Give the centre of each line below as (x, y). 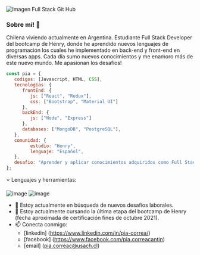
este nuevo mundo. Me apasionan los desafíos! (64, 63)
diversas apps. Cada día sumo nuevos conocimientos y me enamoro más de (100, 57)
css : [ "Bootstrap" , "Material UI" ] (74, 101)
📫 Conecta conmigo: (41, 225)
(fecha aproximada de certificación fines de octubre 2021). (87, 218)
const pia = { (24, 74)
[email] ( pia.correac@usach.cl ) (62, 246)
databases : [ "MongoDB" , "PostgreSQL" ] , (71, 129)
